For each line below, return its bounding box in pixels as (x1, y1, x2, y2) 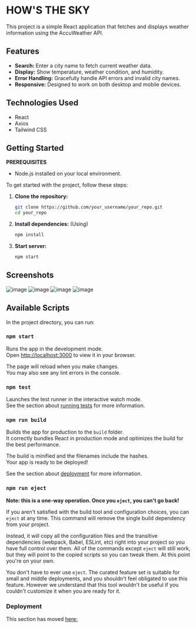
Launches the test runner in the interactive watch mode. (6, 396, 142, 403)
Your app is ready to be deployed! (6, 459, 88, 466)
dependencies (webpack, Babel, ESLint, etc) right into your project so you (6, 538, 185, 546)
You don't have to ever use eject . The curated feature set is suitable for (6, 568, 180, 576)
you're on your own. (6, 557, 55, 564)
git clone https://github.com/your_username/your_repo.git (14, 204, 163, 210)
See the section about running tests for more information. (6, 402, 145, 409)
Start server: (14, 243, 47, 249)
